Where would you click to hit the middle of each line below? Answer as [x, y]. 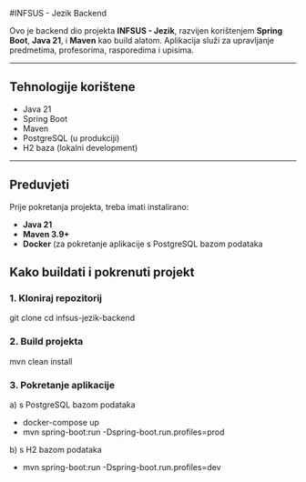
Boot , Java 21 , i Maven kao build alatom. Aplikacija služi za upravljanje [142, 40]
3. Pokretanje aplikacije [62, 385]
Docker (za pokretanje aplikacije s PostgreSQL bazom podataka [143, 244]
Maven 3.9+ [46, 234]
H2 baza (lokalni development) [80, 147]
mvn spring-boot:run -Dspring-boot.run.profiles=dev [122, 467]
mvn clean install [41, 361]
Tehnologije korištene [72, 87]
